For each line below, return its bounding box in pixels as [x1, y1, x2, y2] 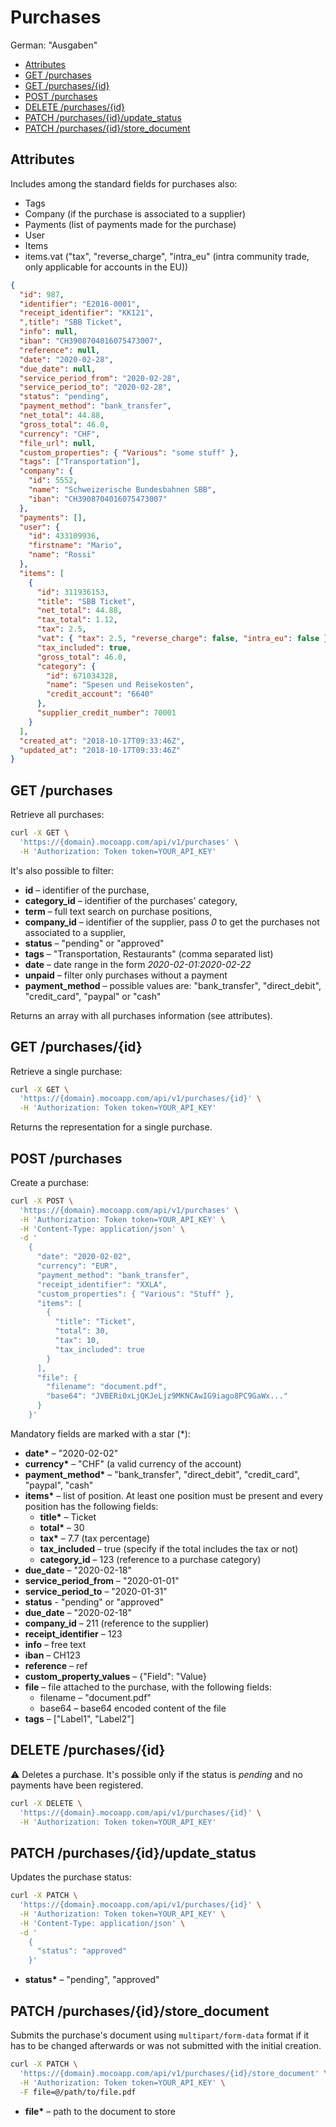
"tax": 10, [54, 1336, 101, 1346]
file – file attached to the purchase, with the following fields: [24, 1681, 272, 1693]
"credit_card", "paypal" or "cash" [24, 990, 162, 1002]
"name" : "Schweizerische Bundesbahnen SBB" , [28, 485, 217, 495]
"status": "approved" [36, 1946, 128, 1956]
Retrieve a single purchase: [10, 1065, 123, 1077]
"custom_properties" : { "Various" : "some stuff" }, [19, 447, 240, 458]
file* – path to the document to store [24, 2105, 176, 2117]
